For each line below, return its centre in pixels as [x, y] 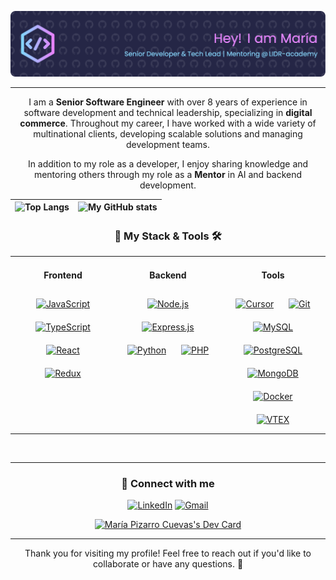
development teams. [168, 144]
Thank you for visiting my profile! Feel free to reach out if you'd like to [168, 553]
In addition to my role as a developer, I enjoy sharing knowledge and [168, 163]
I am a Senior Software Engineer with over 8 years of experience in [168, 102]
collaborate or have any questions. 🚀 [168, 563]
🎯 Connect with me [168, 483]
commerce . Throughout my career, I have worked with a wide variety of [168, 123]
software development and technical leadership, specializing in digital [168, 112]
